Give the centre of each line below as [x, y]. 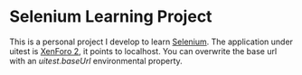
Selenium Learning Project [111, 17]
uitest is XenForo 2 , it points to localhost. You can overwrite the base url [143, 51]
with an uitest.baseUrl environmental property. [96, 61]
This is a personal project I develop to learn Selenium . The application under [151, 42]
